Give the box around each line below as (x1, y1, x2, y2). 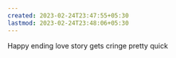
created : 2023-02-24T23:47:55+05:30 (7, 11, 129, 20)
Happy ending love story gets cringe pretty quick (7, 41, 169, 50)
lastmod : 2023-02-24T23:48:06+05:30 (7, 19, 129, 27)
